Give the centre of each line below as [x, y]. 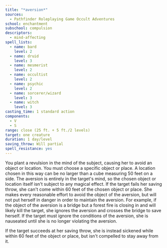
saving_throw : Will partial [34, 144]
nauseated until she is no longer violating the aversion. [61, 221]
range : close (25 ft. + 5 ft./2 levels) [48, 130]
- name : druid [24, 56]
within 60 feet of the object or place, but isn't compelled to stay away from [82, 236]
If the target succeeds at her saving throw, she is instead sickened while [79, 231]
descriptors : [19, 33]
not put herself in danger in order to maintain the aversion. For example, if [81, 200]
